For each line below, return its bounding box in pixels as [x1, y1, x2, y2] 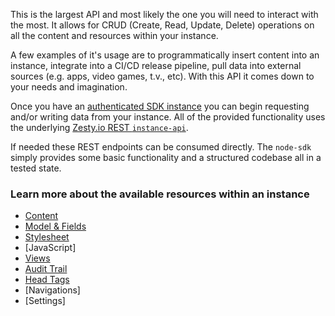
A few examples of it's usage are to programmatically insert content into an [10, 49, 320, 61]
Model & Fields [24, 220, 87, 233]
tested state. [10, 162, 62, 174]
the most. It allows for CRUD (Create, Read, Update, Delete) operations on [10, 19, 315, 31]
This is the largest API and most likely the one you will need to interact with [10, 9, 319, 20]
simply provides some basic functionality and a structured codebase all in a [10, 152, 322, 163]
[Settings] [24, 295, 66, 307]
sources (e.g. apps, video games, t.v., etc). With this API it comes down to [10, 70, 315, 82]
